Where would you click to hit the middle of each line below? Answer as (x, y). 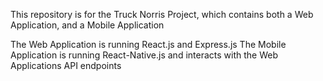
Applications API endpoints (66, 65)
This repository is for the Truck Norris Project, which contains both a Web (162, 14)
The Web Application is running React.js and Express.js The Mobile (148, 44)
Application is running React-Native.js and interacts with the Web (144, 55)
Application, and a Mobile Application (87, 25)
